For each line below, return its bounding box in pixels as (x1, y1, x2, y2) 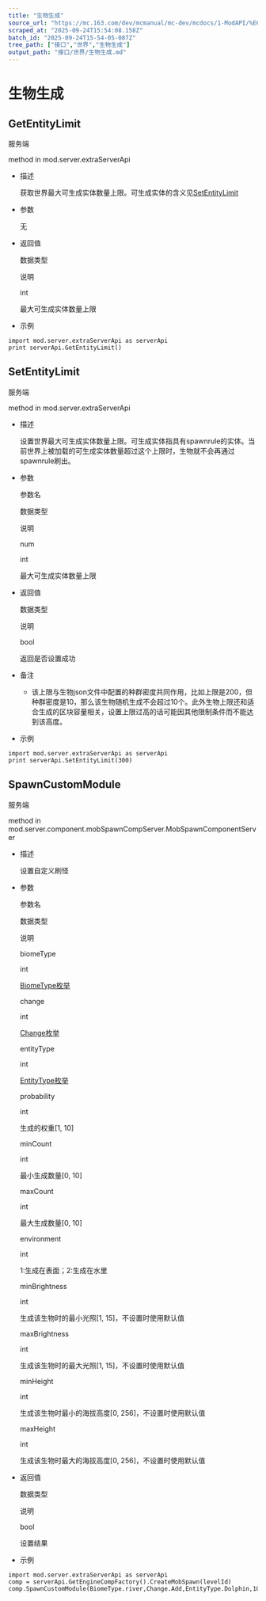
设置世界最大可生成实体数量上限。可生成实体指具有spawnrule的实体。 (19, 436, 249, 446)
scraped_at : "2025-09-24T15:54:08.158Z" (8, 26, 144, 34)
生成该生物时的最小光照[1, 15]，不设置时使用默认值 (19, 1313, 184, 1322)
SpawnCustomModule (8, 778, 121, 792)
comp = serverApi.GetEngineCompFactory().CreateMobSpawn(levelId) (8, 1577, 232, 1586)
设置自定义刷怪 (19, 865, 69, 875)
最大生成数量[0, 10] (19, 1218, 82, 1227)
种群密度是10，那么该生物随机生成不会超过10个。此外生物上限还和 (31, 697, 248, 706)
